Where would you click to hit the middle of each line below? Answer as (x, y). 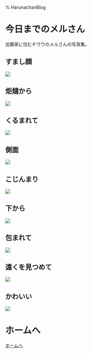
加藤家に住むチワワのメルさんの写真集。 (47, 44)
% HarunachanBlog (26, 7)
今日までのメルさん (45, 29)
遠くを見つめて (29, 267)
